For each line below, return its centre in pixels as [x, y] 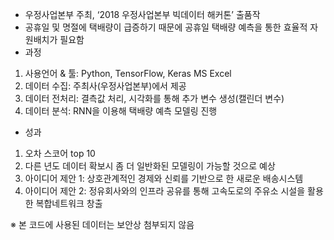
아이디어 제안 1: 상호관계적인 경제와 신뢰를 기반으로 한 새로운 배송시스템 [164, 178]
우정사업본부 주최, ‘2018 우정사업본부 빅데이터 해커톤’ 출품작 [142, 14]
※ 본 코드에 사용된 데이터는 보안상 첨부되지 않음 [102, 224]
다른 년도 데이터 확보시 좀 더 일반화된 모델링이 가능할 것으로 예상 [150, 166]
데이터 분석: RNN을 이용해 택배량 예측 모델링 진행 [121, 111]
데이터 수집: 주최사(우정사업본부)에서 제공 [105, 86]
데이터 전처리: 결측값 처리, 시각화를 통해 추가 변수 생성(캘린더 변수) [154, 98]
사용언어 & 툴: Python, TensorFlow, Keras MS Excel [128, 73]
